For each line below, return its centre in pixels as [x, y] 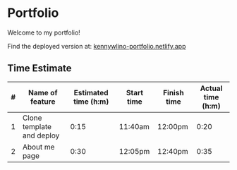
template [37, 126]
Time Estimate [39, 68]
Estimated [91, 92]
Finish [174, 92]
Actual [211, 88]
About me [38, 147]
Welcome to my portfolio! [44, 32]
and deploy [41, 135]
